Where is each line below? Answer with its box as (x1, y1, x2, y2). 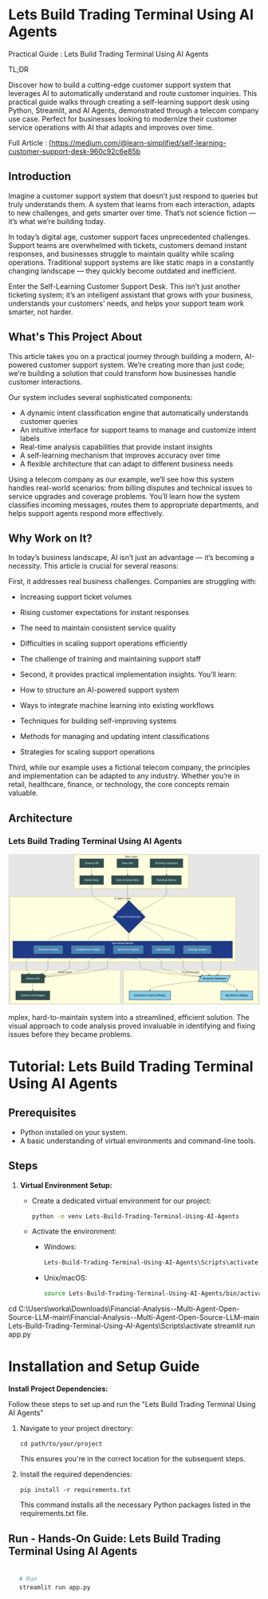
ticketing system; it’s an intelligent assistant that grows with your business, (8, 290, 254, 299)
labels (19, 434, 40, 443)
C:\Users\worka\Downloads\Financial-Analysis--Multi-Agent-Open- (18, 1304, 240, 1313)
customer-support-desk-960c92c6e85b (8, 146, 141, 156)
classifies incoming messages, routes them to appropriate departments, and (8, 500, 259, 510)
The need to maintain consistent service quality (19, 623, 176, 633)
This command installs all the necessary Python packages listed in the (19, 1500, 251, 1509)
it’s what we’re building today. (8, 216, 106, 226)
